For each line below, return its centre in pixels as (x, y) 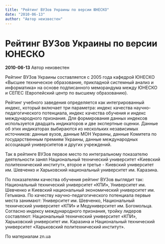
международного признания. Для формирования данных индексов (76, 118)
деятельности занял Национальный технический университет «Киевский (83, 159)
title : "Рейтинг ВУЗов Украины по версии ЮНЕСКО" (57, 10)
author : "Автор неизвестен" (34, 19)
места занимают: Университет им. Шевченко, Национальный (70, 200)
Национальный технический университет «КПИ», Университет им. (76, 185)
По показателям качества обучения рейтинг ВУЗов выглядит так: (75, 180)
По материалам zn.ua (28, 237)
